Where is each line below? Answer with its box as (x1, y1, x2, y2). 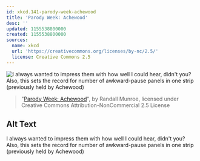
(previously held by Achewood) (6, 148, 85, 155)
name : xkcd (12, 43, 39, 49)
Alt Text (6, 119, 36, 130)
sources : (6, 37, 28, 43)
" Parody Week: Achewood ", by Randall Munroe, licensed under (21, 95, 179, 102)
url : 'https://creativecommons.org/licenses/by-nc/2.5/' (12, 48, 159, 54)
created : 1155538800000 (6, 31, 67, 38)
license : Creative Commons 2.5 (12, 54, 91, 60)
